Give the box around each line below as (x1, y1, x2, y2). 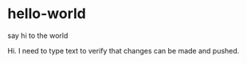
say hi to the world (7, 31, 69, 40)
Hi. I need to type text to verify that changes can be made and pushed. (7, 46, 240, 55)
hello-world (7, 5, 87, 23)
